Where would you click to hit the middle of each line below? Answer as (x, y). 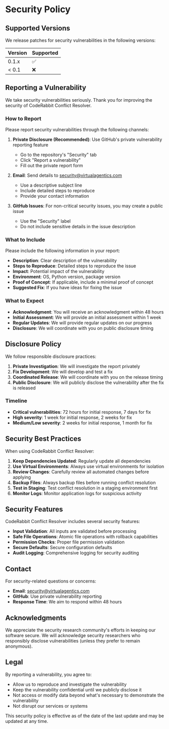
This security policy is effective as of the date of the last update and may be (84, 716)
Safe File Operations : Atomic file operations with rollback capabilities (85, 537)
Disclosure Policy (33, 344)
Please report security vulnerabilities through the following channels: (77, 130)
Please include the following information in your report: (63, 251)
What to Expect (25, 301)
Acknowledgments (36, 618)
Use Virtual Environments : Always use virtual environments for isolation (88, 466)
